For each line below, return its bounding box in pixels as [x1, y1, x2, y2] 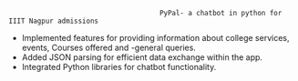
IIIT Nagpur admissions [8, 16, 99, 25]
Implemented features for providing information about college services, [21, 33, 290, 43]
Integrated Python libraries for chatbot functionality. [21, 62, 217, 72]
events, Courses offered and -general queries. [21, 42, 197, 53]
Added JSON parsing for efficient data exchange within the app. [21, 52, 263, 63]
